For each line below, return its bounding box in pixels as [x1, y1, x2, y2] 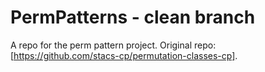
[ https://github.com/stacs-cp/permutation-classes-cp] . [10, 49, 238, 61]
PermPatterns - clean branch [10, 6, 256, 29]
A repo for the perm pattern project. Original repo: [10, 39, 217, 51]
